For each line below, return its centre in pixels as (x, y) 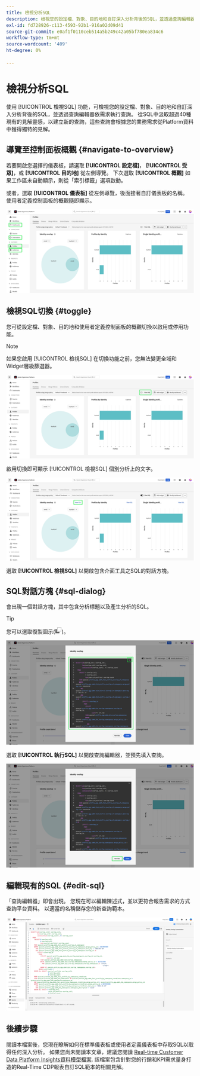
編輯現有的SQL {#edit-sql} (56, 886)
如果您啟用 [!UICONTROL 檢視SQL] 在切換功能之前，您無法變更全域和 (91, 358)
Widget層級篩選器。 (31, 366)
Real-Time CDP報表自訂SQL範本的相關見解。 (71, 1066)
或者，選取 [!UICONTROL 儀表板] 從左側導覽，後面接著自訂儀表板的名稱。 (97, 193)
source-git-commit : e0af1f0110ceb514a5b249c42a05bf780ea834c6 (85, 32)
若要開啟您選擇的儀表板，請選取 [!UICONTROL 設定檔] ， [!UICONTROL (93, 165)
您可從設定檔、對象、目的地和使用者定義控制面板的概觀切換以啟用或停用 (95, 326)
